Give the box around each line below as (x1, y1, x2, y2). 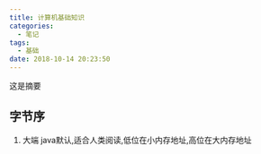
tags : (9, 38, 30, 47)
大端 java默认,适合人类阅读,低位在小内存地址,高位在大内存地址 (22, 134, 252, 145)
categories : (9, 21, 54, 30)
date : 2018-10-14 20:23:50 (9, 55, 111, 64)
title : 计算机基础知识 (9, 13, 85, 22)
